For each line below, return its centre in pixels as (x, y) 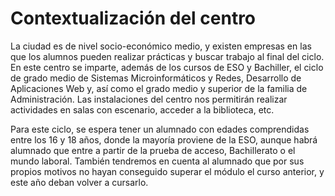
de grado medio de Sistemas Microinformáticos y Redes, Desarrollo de (156, 78)
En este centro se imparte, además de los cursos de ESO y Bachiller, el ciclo (167, 67)
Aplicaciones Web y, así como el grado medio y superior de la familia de (159, 88)
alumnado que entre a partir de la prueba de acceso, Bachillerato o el (153, 150)
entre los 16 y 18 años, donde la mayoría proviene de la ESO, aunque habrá (164, 139)
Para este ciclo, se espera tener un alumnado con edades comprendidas (160, 129)
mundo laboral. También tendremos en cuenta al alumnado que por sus (157, 161)
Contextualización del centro (133, 18)
